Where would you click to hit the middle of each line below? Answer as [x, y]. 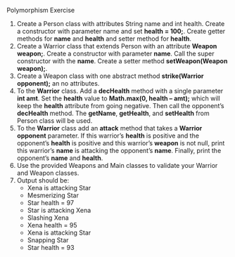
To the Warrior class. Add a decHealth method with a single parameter [120, 91]
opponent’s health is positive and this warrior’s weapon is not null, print [121, 143]
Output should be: [43, 180]
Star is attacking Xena [59, 210]
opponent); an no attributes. [58, 83]
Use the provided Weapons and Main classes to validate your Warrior [117, 165]
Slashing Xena [48, 218]
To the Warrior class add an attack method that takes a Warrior [109, 128]
